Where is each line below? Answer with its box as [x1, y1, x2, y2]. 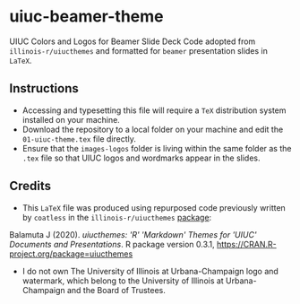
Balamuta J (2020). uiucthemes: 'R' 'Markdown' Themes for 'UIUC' [9, 229, 257, 239]
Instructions [9, 81, 79, 96]
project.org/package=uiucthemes [9, 248, 133, 259]
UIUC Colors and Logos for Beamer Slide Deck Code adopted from [9, 36, 256, 47]
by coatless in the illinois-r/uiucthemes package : [21, 212, 212, 222]
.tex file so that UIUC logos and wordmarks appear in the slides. [21, 152, 261, 163]
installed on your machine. [21, 114, 121, 125]
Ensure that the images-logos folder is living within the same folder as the [21, 143, 292, 153]
